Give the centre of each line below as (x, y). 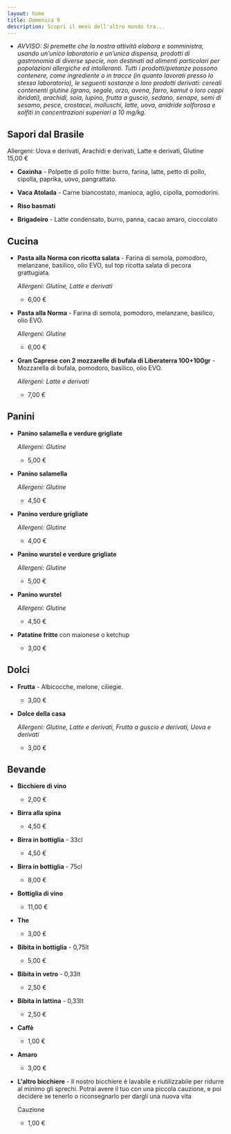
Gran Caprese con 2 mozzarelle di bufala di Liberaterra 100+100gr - (116, 360)
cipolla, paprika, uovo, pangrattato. (67, 179)
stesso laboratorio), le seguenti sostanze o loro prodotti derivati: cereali (119, 83)
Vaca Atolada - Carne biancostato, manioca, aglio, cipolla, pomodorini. (118, 193)
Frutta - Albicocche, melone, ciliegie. (70, 686)
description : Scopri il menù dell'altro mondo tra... (86, 26)
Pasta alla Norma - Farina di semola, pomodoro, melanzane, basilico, (116, 313)
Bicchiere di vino (42, 786)
